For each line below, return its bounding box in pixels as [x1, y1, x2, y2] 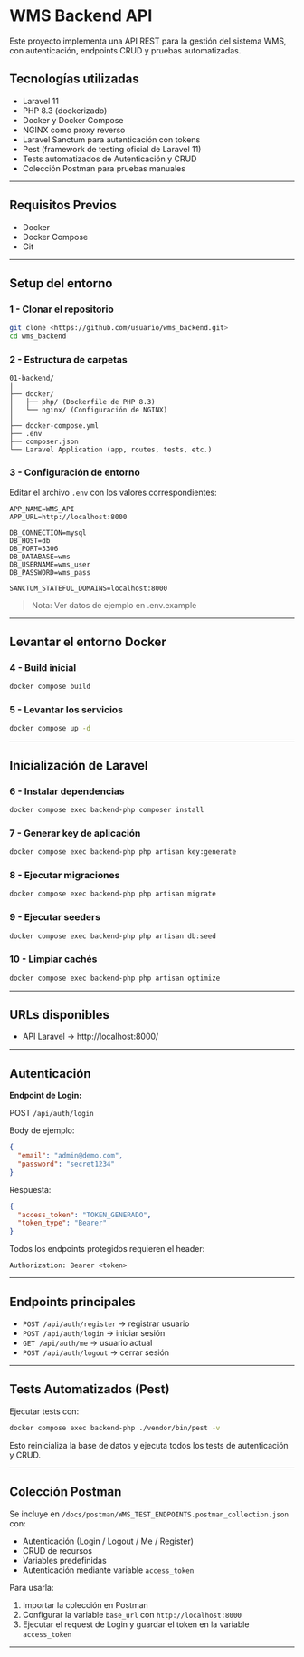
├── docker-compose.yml [9, 422, 100, 431]
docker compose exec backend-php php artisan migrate [9, 889, 217, 898]
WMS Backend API [9, 5, 153, 26]
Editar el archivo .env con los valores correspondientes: [9, 487, 217, 498]
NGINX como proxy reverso [22, 124, 126, 135]
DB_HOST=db [9, 536, 51, 545]
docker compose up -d [9, 724, 91, 733]
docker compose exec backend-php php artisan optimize [9, 974, 221, 983]
